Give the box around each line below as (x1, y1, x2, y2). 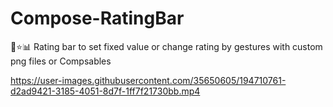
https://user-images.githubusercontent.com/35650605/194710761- (10, 74, 287, 86)
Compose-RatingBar (10, 7, 185, 30)
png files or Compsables (10, 55, 112, 67)
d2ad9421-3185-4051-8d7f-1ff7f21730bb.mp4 (10, 85, 201, 97)
